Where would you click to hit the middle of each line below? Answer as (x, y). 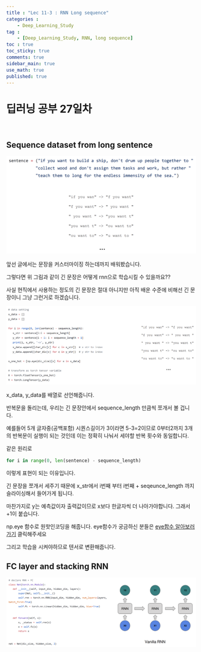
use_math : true (25, 70)
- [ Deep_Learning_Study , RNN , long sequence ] (75, 38)
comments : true (25, 57)
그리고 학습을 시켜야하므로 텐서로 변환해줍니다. (61, 547)
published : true (26, 76)
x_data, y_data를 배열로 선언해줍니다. (50, 395)
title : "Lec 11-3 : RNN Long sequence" (58, 13)
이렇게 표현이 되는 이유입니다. (41, 473)
